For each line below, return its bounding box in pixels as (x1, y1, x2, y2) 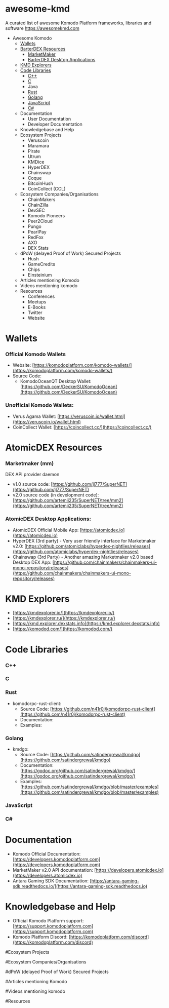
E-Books (27, 304, 46, 310)
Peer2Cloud (27, 218, 53, 224)
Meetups (27, 298, 47, 304)
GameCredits (27, 261, 56, 267)
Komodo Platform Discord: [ (12, 934, 71, 940)
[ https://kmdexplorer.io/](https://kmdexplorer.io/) (12, 610, 115, 616)
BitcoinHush (27, 180, 53, 186)
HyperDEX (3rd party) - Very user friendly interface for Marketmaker (12, 537, 156, 544)
